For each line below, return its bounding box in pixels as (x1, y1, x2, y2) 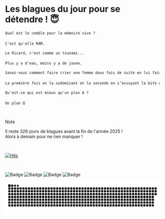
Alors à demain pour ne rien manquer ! (5, 134, 83, 139)
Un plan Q (5, 101, 26, 106)
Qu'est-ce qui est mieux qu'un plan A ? (5, 90, 89, 95)
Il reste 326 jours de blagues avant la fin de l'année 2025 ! (5, 129, 123, 135)
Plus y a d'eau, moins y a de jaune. (5, 61, 82, 66)
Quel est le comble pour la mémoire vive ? (5, 30, 96, 35)
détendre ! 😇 (5, 14, 59, 25)
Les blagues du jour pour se (5, 3, 121, 15)
